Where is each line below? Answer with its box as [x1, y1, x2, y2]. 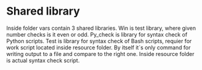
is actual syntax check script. [6, 57, 80, 64]
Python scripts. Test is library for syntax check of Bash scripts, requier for [6, 37, 192, 44]
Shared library [6, 4, 81, 18]
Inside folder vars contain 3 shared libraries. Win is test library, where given [6, 24, 197, 32]
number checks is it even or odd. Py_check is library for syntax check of [6, 30, 188, 38]
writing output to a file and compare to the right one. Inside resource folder [6, 50, 195, 57]
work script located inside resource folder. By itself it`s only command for [6, 44, 191, 51]
